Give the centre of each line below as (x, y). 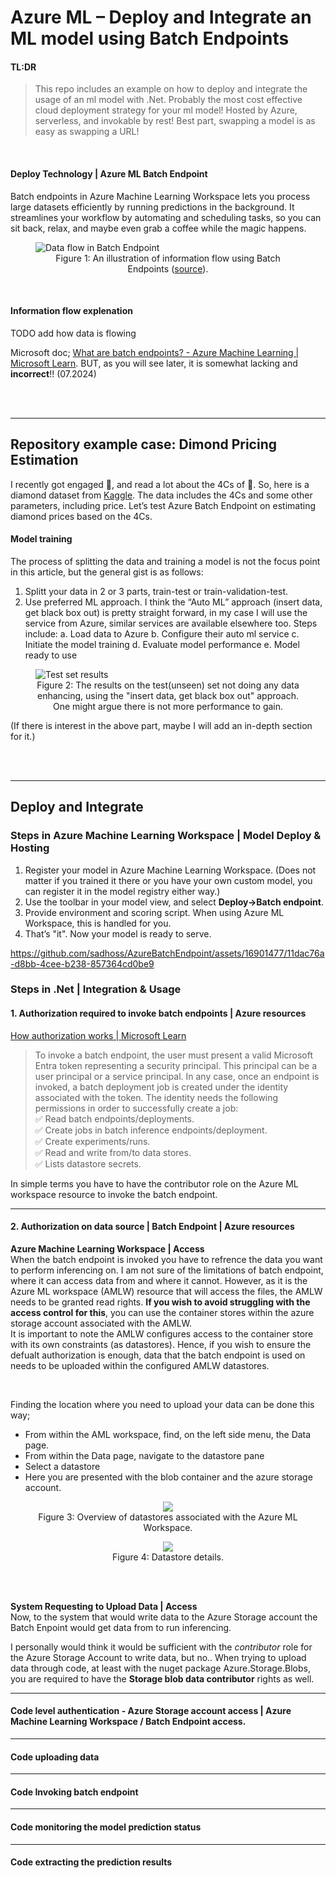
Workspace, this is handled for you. (98, 923)
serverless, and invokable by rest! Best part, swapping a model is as (175, 121)
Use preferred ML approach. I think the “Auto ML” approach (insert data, (173, 602)
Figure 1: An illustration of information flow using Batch (168, 258)
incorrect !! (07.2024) (53, 373)
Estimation (44, 460)
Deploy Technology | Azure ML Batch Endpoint (109, 173)
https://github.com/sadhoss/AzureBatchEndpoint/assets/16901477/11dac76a (167, 953)
